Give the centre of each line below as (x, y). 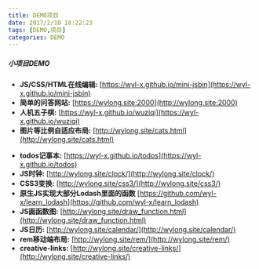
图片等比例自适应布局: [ (57, 131)
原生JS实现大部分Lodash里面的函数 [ (80, 194)
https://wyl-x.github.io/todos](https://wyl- (134, 156)
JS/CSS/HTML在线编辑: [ (61, 85)
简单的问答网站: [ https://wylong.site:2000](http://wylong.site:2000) (128, 103)
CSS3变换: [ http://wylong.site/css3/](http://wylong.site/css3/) (120, 184)
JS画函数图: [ (41, 212)
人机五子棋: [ (40, 113)
